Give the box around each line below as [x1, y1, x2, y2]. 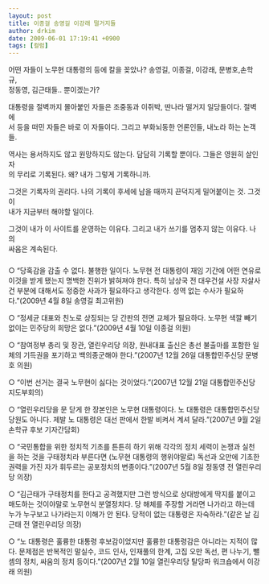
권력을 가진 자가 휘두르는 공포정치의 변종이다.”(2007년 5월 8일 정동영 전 [8, 462, 234, 472]
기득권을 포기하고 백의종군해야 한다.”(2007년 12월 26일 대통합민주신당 [22, 350, 244, 360]
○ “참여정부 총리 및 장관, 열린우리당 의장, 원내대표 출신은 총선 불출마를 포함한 [8, 340, 251, 350]
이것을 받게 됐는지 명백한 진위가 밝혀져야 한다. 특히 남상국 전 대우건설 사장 [8, 275, 239, 286]
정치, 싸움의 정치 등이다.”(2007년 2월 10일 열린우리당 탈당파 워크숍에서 [22, 557, 246, 566]
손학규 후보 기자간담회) [8, 425, 80, 435]
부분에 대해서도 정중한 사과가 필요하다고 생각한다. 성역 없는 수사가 [16, 286, 222, 296]
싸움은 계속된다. [8, 244, 59, 254]
